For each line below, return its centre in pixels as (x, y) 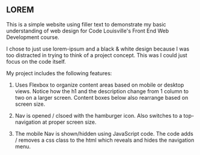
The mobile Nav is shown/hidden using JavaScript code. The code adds (104, 133)
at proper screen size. (69, 122)
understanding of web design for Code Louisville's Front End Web (88, 31)
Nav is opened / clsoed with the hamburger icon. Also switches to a (98, 115)
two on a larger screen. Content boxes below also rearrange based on (102, 97)
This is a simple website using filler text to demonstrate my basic (86, 24)
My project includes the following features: (59, 73)
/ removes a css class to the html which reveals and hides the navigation (105, 140)
